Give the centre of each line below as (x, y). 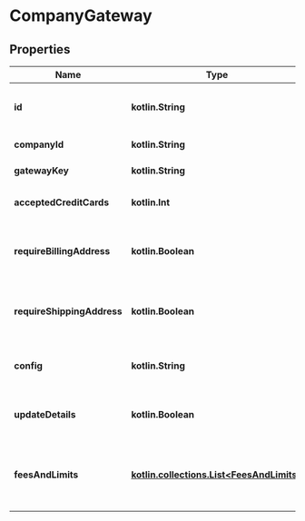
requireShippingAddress (68, 311)
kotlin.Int (151, 202)
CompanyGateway (81, 16)
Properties (40, 49)
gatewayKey (42, 171)
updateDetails (45, 414)
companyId (39, 144)
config (29, 366)
